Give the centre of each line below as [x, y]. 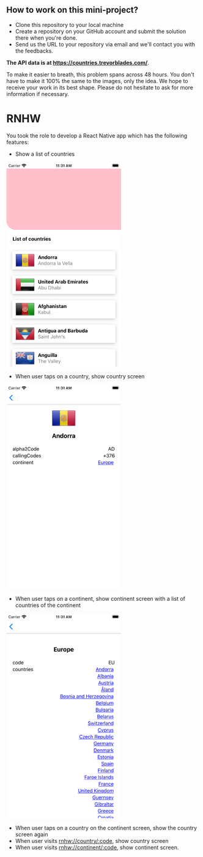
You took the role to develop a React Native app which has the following [97, 135]
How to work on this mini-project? [72, 10]
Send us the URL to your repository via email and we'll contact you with [105, 44]
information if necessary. [38, 94]
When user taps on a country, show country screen [80, 376]
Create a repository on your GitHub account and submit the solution [101, 31]
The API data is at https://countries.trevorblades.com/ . [78, 62]
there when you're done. [46, 38]
